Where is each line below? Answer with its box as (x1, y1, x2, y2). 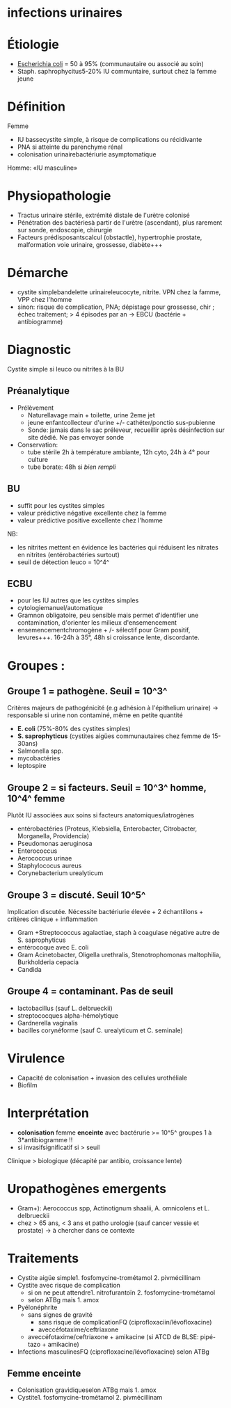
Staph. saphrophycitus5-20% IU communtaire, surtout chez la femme (17, 67, 217, 76)
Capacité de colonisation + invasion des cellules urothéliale (17, 1073, 188, 1082)
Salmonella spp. (17, 746, 64, 755)
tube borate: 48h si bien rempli (27, 463, 116, 471)
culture (27, 455, 49, 463)
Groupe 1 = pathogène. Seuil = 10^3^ (7, 685, 168, 697)
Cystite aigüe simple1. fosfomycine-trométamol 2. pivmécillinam (17, 1273, 200, 1281)
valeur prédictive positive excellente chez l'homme (17, 516, 164, 525)
